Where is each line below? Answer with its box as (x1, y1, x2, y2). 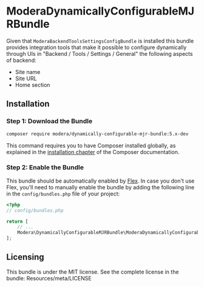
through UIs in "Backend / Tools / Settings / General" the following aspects (6, 50, 193, 57)
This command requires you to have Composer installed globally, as (6, 141, 176, 149)
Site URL (15, 75, 38, 82)
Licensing (6, 252, 44, 262)
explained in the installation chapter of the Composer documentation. (6, 148, 180, 155)
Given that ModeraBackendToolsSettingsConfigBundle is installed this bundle (6, 37, 194, 44)
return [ (6, 218, 29, 225)
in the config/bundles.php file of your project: (6, 190, 120, 197)
